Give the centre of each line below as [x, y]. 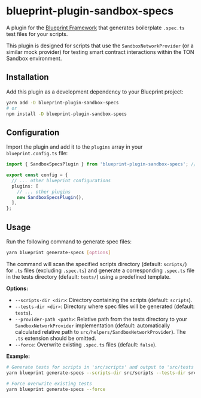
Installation [28, 77]
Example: [18, 356]
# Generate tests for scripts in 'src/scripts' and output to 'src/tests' [101, 367]
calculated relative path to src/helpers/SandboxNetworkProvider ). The [100, 331]
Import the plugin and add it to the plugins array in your [74, 147]
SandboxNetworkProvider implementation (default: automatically [92, 325]
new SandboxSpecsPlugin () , [51, 197]
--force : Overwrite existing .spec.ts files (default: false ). [86, 344]
